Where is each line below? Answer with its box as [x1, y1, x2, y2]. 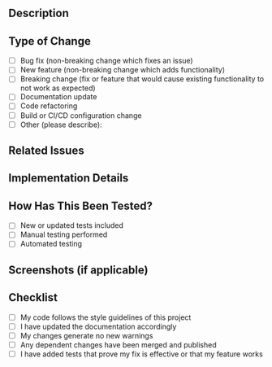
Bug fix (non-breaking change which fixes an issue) [19, 56, 193, 66]
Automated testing [19, 239, 83, 249]
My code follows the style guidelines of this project [19, 312, 192, 322]
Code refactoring [19, 101, 78, 111]
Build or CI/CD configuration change [19, 110, 142, 120]
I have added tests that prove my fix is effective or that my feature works [19, 349, 264, 359]
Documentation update [19, 92, 97, 102]
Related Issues [8, 144, 84, 158]
